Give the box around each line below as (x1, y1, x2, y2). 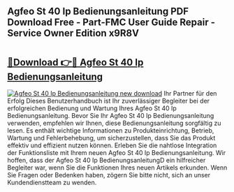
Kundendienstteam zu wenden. (7, 178, 97, 186)
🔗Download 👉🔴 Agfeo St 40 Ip (7, 56, 144, 68)
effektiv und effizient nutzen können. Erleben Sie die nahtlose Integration (7, 141, 217, 149)
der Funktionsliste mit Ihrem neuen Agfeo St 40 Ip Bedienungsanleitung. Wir (7, 149, 226, 156)
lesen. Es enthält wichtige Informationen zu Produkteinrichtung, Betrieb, (7, 126, 214, 135)
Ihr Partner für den (163, 89, 217, 97)
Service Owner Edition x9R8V (7, 27, 140, 39)
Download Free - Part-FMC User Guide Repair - (7, 17, 215, 29)
